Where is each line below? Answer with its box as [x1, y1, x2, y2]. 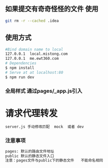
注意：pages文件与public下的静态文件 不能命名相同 [5, 158, 104, 163]
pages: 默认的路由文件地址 [5, 149, 55, 154]
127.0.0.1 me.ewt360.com [5, 56, 59, 61]
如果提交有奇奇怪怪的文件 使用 [5, 4, 99, 13]
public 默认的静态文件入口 [5, 154, 55, 159]
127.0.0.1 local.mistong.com [5, 51, 68, 56]
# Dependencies [5, 61, 37, 66]
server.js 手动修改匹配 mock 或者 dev [5, 124, 84, 130]
